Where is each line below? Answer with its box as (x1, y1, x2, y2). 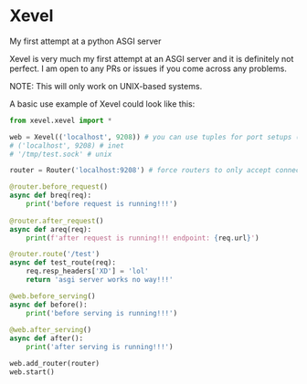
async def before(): (9, 300, 89, 309)
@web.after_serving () (9, 326, 92, 335)
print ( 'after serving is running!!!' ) (26, 343, 174, 352)
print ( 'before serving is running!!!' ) (26, 308, 178, 317)
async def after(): (9, 334, 84, 343)
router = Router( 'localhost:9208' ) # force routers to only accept (9, 166, 272, 175)
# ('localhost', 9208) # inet (9, 140, 125, 150)
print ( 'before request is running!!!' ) (26, 200, 178, 209)
